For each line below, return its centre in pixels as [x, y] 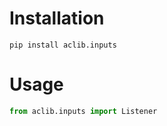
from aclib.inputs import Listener [83, 111]
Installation [57, 18]
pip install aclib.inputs [63, 45]
